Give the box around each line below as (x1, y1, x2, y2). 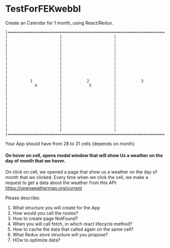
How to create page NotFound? (12, 216, 78, 222)
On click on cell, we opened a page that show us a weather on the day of (5, 169, 157, 175)
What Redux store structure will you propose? (12, 232, 108, 238)
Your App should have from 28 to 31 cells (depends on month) (5, 140, 135, 147)
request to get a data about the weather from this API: (5, 180, 117, 186)
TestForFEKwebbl (5, 3, 81, 15)
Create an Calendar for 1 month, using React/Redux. (5, 20, 114, 26)
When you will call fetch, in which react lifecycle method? (12, 221, 133, 227)
